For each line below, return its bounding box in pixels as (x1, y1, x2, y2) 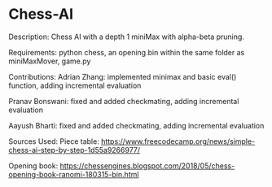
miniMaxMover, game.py (8, 56, 91, 66)
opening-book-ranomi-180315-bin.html (8, 169, 139, 179)
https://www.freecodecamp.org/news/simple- (100, 136, 256, 146)
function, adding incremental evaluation (8, 80, 142, 90)
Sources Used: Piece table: (8, 136, 99, 146)
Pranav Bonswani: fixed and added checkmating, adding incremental (8, 96, 239, 106)
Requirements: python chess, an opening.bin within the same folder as (8, 47, 245, 57)
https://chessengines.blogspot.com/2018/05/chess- (59, 160, 235, 171)
